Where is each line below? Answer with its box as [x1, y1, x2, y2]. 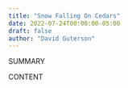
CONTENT [8, 72, 43, 82]
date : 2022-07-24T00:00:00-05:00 [8, 19, 121, 27]
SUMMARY [8, 57, 46, 66]
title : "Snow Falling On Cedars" [8, 11, 121, 20]
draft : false [8, 27, 52, 35]
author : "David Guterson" [8, 34, 95, 43]
